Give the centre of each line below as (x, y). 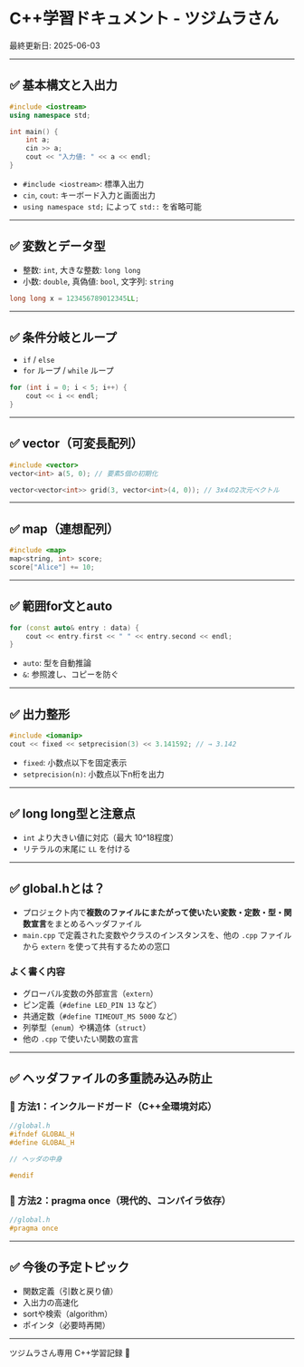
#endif (22, 1176)
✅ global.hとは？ (57, 889)
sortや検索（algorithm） (67, 1313)
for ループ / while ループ (68, 371)
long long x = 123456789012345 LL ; (75, 298)
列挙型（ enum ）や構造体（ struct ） (86, 1027)
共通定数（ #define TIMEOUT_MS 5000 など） (102, 1016)
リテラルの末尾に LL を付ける (76, 848)
